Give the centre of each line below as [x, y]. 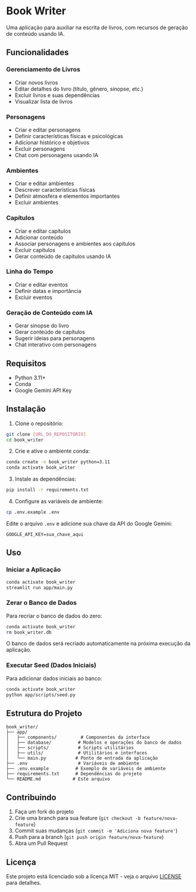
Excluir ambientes [37, 202]
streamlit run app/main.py [39, 588]
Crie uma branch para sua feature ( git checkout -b [78, 818]
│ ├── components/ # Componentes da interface [78, 737]
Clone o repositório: [39, 423]
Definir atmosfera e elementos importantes [67, 196]
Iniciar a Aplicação [34, 570]
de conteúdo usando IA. [36, 33]
